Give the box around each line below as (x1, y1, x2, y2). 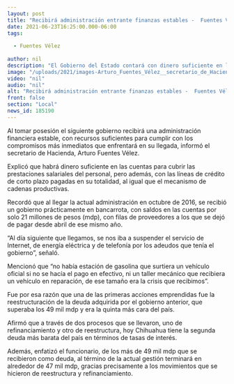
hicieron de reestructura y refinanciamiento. (7, 369, 134, 377)
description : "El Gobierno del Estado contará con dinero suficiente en (7, 62, 223, 69)
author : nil (7, 56, 42, 63)
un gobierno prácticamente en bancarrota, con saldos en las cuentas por (7, 205, 217, 213)
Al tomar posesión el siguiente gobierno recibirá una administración (7, 126, 201, 135)
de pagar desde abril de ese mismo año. (7, 220, 123, 229)
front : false (7, 95, 45, 102)
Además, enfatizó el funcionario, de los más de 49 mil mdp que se (7, 346, 197, 355)
